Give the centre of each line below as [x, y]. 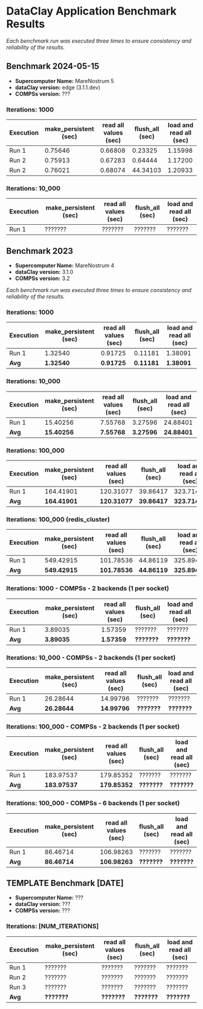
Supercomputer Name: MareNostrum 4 [65, 265]
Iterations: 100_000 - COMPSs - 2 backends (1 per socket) [93, 727]
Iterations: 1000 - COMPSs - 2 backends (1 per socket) [88, 588]
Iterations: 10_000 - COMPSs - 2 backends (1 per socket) [91, 658]
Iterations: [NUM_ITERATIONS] [53, 927]
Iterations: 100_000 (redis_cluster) [58, 519]
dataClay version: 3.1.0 [44, 272]
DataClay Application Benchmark [92, 11]
